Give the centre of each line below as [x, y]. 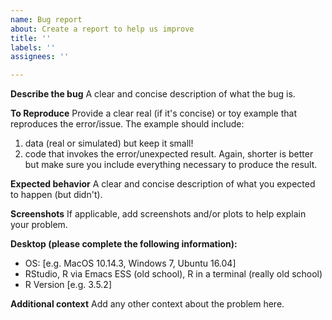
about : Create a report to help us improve [102, 29]
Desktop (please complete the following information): [124, 244]
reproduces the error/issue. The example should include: [127, 124]
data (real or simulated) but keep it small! [109, 143]
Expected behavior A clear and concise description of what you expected [163, 184]
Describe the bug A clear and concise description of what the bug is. [153, 94]
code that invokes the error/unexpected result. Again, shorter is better [169, 154]
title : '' [31, 38]
